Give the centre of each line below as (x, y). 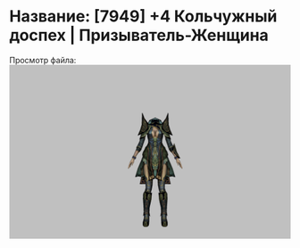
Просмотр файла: (43, 60)
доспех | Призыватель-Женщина (139, 35)
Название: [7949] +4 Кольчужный (143, 17)
